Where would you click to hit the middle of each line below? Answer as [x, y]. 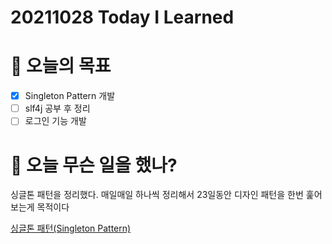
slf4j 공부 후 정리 [57, 108]
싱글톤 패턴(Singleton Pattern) [71, 228]
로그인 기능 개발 [55, 121]
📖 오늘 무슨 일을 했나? [94, 165]
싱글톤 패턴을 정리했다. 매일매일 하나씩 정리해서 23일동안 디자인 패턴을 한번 [157, 195]
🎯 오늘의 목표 [61, 66]
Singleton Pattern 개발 [70, 96]
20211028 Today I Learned [122, 17]
